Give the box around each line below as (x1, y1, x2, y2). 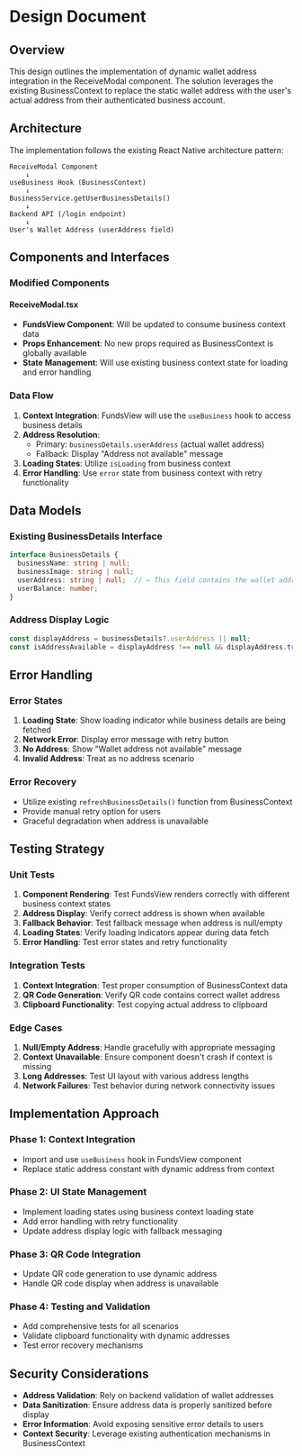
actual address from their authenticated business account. (9, 95, 226, 105)
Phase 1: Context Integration (9, 1133, 136, 1146)
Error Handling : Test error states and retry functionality (22, 937, 227, 948)
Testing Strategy (9, 841, 105, 857)
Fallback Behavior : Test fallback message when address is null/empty (22, 917, 283, 929)
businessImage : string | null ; (17, 568, 135, 577)
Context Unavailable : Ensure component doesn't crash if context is (22, 1051, 273, 1062)
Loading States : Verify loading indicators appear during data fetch (22, 927, 270, 938)
